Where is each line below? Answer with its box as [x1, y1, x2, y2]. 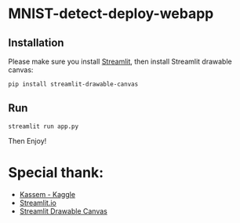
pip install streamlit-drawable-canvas [8, 80, 139, 88]
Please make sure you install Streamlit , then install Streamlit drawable [8, 57, 233, 66]
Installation [8, 36, 64, 49]
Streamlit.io [19, 198, 57, 207]
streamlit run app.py [8, 122, 79, 130]
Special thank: [8, 164, 104, 181]
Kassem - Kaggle [19, 189, 76, 199]
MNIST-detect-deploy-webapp [8, 5, 214, 23]
